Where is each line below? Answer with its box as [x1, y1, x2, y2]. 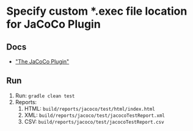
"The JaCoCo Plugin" [15, 58, 70, 65]
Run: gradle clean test [15, 92, 75, 99]
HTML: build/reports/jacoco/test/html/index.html [24, 105, 156, 112]
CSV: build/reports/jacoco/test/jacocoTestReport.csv [24, 118, 164, 125]
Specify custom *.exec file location [6, 4, 188, 18]
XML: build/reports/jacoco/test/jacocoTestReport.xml [24, 111, 165, 119]
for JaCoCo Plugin [6, 17, 101, 31]
